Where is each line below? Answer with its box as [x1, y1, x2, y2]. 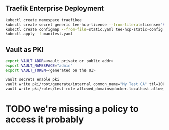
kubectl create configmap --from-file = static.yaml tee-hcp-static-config [5, 27, 163, 32]
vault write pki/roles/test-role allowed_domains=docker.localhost [5, 86, 150, 91]
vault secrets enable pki [5, 77, 59, 82]
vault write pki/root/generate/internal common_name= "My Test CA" [5, 81, 147, 87]
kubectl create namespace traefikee [5, 17, 82, 22]
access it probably [5, 114, 84, 125]
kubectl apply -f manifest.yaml [5, 31, 73, 37]
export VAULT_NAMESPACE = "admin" [5, 63, 73, 68]
